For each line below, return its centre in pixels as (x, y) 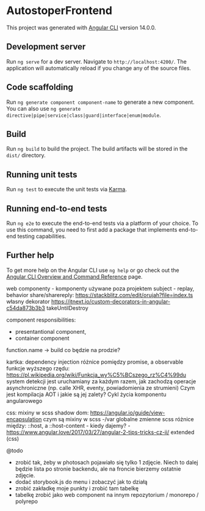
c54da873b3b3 (26, 308)
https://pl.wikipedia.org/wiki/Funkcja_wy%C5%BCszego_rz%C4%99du (96, 375)
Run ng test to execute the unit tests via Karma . (67, 189)
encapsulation (24, 419)
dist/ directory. (26, 155)
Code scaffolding (40, 87)
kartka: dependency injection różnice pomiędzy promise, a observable (95, 362)
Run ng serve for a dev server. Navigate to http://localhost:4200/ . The (97, 61)
